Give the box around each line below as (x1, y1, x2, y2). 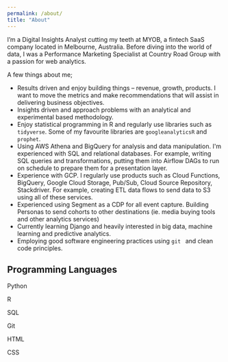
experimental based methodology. (16, 112, 114, 121)
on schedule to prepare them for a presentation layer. (16, 164, 168, 172)
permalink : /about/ (7, 10, 63, 17)
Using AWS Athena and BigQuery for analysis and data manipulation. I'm (16, 142, 222, 150)
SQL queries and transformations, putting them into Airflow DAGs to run (16, 156, 220, 165)
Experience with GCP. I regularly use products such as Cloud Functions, (16, 171, 220, 179)
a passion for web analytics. (7, 57, 87, 65)
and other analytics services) (16, 215, 99, 223)
